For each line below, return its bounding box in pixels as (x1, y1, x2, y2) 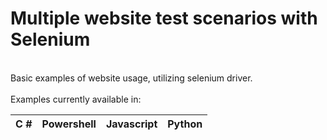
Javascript (105, 117, 158, 131)
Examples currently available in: (10, 93, 142, 105)
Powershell (41, 117, 97, 131)
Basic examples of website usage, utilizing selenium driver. (10, 72, 253, 84)
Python (167, 117, 203, 131)
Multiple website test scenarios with (10, 7, 318, 30)
